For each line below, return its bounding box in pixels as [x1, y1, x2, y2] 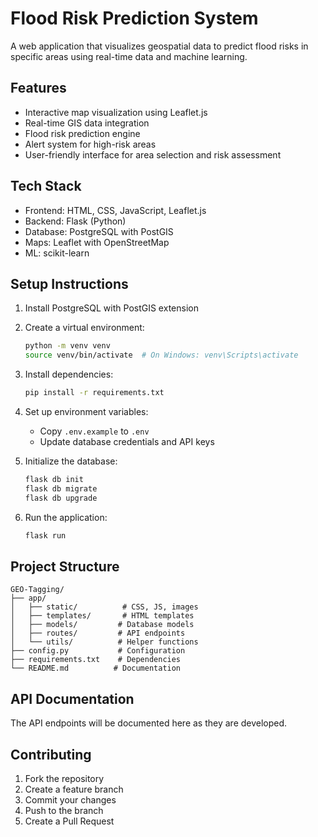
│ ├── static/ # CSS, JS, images [10, 602, 199, 612]
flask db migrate [24, 483, 98, 494]
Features [10, 80, 67, 97]
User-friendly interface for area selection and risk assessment [24, 148, 282, 161]
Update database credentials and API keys [39, 436, 215, 447]
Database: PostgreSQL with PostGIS [24, 225, 174, 237]
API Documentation [10, 690, 135, 707]
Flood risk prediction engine [24, 127, 141, 139]
